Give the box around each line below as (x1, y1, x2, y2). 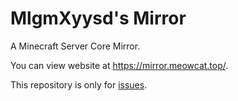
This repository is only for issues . (10, 78, 148, 91)
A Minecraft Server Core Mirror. (10, 40, 141, 52)
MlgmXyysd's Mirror (10, 7, 187, 30)
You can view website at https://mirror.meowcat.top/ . (10, 59, 229, 71)
